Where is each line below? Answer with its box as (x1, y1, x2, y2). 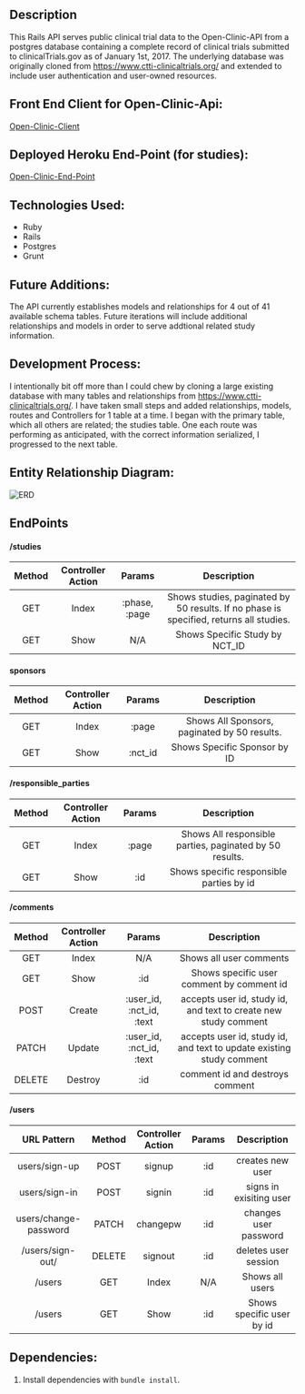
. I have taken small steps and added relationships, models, (71, 399, 292, 410)
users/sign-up (17, 1160, 80, 1173)
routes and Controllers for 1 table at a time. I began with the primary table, (9, 409, 286, 420)
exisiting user (234, 1192, 291, 1205)
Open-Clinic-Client (9, 120, 80, 131)
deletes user (235, 1244, 290, 1257)
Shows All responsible (181, 827, 276, 840)
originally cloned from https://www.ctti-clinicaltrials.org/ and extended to (9, 60, 282, 71)
